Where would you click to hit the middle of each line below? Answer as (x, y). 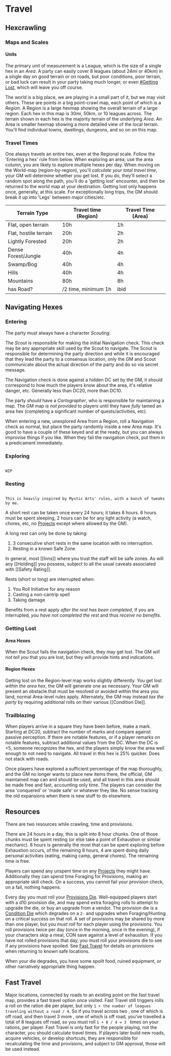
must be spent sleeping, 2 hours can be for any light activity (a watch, (78, 518)
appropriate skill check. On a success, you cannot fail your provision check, (84, 882)
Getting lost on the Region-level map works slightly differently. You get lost (83, 680)
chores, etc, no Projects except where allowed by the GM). (67, 523)
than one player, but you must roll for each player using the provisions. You (84, 924)
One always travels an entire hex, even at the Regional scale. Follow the (80, 154)
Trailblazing (20, 715)
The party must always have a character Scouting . (58, 333)
